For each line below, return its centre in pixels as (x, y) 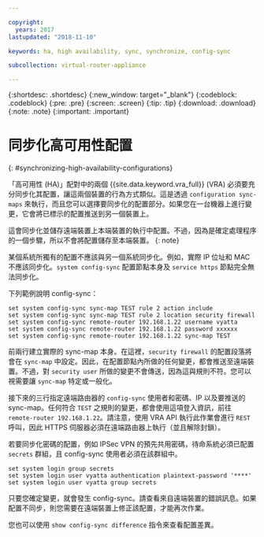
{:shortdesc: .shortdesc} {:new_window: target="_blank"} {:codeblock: (123, 94)
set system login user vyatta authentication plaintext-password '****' (130, 476)
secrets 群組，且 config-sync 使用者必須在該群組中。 (95, 454)
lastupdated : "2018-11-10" (52, 37)
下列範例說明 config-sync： (53, 294)
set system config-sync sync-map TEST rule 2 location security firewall (132, 316)
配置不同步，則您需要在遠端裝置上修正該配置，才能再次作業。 (108, 508)
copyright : (26, 22)
